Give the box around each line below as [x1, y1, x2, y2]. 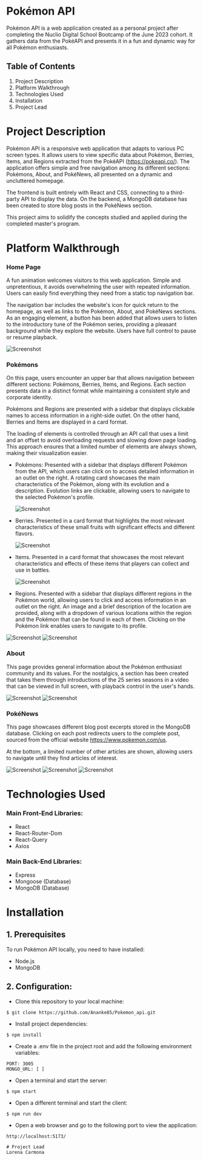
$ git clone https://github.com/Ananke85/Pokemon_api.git [6, 1009, 156, 1015]
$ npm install [6, 1032, 42, 1038]
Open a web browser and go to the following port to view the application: [15, 1121, 198, 1128]
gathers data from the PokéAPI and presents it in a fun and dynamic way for [6, 37, 196, 44]
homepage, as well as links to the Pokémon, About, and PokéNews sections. [6, 308, 197, 315]
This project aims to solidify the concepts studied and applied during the [6, 213, 187, 221]
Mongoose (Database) [15, 877, 72, 885]
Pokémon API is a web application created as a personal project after [6, 24, 179, 32]
